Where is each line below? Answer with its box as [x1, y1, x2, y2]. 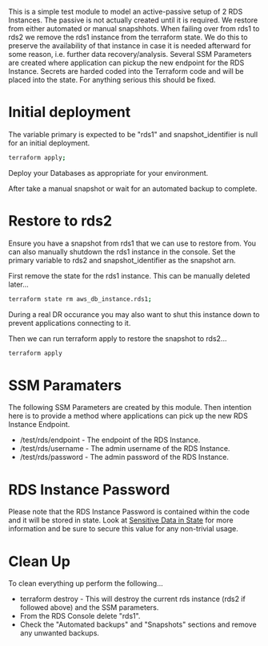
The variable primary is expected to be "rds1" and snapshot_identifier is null [8, 129, 258, 139]
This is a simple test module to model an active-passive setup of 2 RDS [8, 7, 243, 16]
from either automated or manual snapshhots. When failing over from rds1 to [8, 24, 260, 33]
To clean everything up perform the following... [8, 579, 164, 588]
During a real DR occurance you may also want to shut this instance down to [8, 309, 260, 319]
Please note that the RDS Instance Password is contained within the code [8, 507, 250, 517]
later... [8, 279, 30, 289]
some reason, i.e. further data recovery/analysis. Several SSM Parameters [8, 50, 252, 59]
